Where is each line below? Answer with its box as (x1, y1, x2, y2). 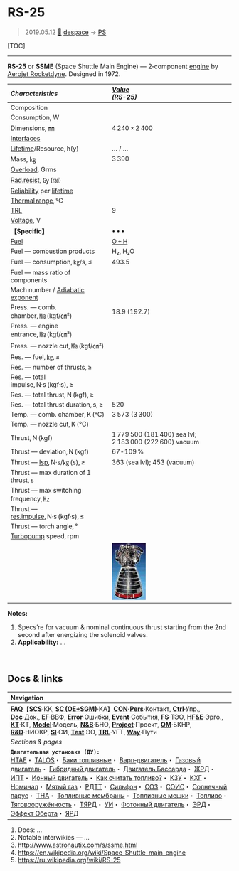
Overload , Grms (10, 165, 57, 174)
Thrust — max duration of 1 (10, 469, 91, 477)
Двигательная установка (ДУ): (10, 749, 100, 756)
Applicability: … (17, 638, 66, 647)
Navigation (10, 693, 44, 702)
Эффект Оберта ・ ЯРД (10, 809, 79, 818)
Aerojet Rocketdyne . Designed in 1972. (7, 69, 121, 78)
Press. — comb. (10, 303, 57, 311)
